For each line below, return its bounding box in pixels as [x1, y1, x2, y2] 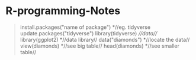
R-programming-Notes [5, 4, 121, 18]
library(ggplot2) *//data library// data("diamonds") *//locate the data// [20, 36, 190, 43]
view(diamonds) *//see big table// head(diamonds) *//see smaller [20, 42, 180, 49]
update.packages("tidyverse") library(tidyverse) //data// [20, 29, 158, 36]
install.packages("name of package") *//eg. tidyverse [20, 24, 151, 31]
